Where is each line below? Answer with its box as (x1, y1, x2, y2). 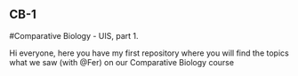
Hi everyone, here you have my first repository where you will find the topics (9, 48, 289, 58)
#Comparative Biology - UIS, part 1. (9, 30, 140, 41)
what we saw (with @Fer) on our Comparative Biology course (9, 57, 234, 67)
